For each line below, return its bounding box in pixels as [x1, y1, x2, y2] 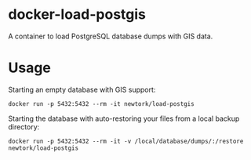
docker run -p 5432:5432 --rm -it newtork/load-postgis [8, 100, 195, 107]
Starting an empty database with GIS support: [8, 85, 156, 94]
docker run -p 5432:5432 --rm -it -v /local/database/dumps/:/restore [8, 137, 244, 145]
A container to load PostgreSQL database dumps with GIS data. [8, 31, 213, 41]
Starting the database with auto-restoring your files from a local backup [8, 114, 240, 123]
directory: [8, 122, 40, 131]
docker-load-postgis [8, 5, 147, 24]
